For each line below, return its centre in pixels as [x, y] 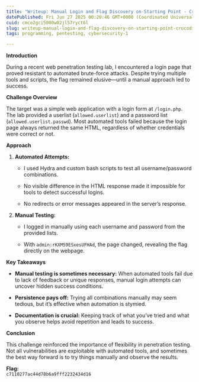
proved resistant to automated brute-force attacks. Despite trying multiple [96, 73]
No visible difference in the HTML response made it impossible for [104, 186]
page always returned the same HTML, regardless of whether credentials [95, 128]
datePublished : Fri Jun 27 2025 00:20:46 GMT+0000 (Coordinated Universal [100, 17]
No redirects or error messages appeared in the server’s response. [105, 204]
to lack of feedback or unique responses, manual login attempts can [98, 280]
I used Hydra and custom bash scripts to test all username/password [107, 169]
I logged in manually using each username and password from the [104, 227]
